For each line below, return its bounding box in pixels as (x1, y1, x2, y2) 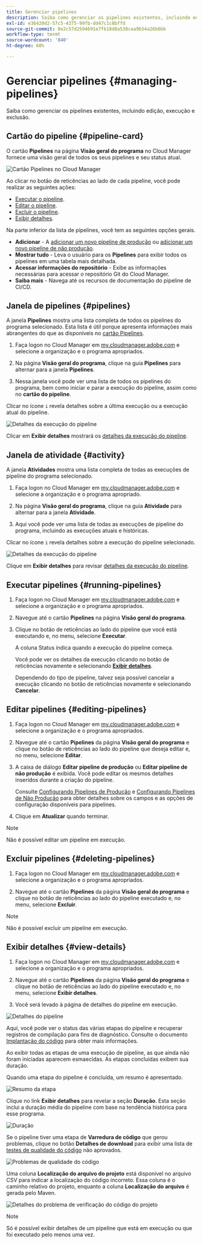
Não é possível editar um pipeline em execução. (6, 836, 126, 843)
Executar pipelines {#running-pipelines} (6, 580, 162, 590)
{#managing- (109, 74, 178, 88)
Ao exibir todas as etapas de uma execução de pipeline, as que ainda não (6, 1049, 190, 1056)
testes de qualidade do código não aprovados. (6, 1146, 122, 1154)
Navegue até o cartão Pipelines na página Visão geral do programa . (14, 614, 186, 621)
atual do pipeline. (6, 409, 50, 416)
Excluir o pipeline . (14, 208, 60, 215)
